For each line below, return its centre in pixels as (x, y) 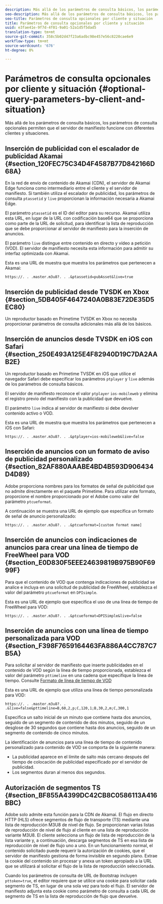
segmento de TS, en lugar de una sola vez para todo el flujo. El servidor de (80, 886)
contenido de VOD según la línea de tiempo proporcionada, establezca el (78, 670)
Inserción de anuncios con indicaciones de (71, 540)
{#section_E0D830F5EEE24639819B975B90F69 (80, 563)
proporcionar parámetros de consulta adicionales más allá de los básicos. (79, 324)
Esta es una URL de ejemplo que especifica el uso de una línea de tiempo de (81, 602)
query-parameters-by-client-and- (75, 99)
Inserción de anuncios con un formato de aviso (77, 452)
